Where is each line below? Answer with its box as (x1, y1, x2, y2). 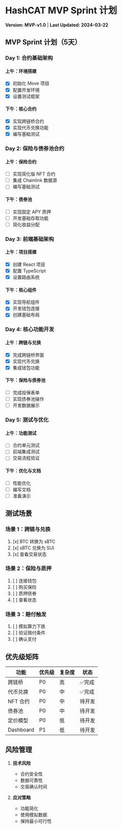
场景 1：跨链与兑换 (5, 526, 51, 533)
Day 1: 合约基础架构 (5, 55, 53, 62)
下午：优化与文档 (5, 468, 41, 474)
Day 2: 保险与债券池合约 (5, 145, 65, 152)
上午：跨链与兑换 (5, 339, 41, 345)
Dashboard (8, 726, 35, 733)
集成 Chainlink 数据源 (12, 177, 57, 184)
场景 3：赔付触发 (5, 611, 47, 618)
